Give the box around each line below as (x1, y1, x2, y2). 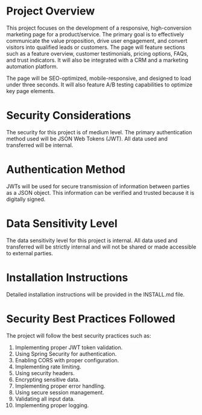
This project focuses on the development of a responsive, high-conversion (6, 24, 192, 31)
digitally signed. (6, 195, 46, 203)
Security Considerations (6, 109, 131, 122)
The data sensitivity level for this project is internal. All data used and (6, 237, 178, 244)
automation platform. (6, 62, 58, 70)
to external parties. (6, 249, 53, 257)
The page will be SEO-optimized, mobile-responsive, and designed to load (6, 74, 192, 82)
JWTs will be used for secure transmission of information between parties (6, 183, 190, 190)
